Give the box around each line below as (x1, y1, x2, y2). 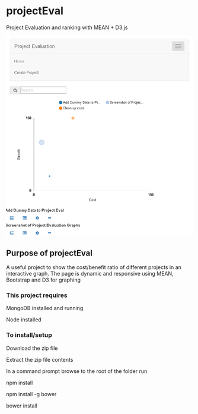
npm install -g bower (6, 390, 57, 397)
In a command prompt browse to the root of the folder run (6, 367, 148, 375)
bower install (6, 402, 37, 409)
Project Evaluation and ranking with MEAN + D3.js (6, 24, 128, 31)
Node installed (6, 316, 41, 323)
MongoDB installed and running (6, 305, 84, 312)
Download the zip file (6, 345, 58, 352)
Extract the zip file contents (6, 356, 74, 363)
